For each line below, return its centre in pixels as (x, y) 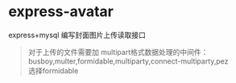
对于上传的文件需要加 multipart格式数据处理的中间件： (118, 52)
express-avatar (61, 12)
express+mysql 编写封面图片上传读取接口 (77, 35)
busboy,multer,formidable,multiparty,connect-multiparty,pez (128, 61)
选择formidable (53, 70)
